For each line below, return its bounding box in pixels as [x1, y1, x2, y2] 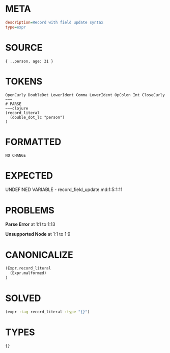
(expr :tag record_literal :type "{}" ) [5, 309, 90, 314]
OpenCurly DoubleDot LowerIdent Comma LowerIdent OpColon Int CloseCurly [5, 92, 165, 97]
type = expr [5, 24, 26, 30]
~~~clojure [5, 105, 29, 111]
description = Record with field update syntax [5, 20, 103, 25]
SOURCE [5, 42, 43, 53]
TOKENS [5, 75, 43, 87]
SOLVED [5, 292, 41, 304]
